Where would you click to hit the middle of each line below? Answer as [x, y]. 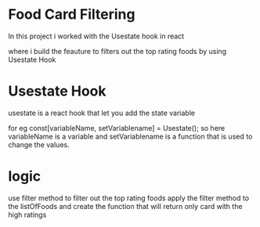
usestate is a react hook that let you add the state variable [102, 113]
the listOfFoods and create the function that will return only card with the [125, 206]
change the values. [39, 144]
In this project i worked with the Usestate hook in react [96, 36]
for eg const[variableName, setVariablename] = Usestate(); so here [117, 128]
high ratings [27, 214]
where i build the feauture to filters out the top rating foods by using [117, 51]
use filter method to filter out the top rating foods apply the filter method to [128, 198]
